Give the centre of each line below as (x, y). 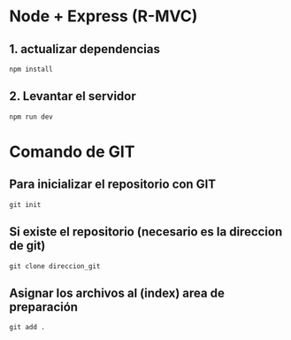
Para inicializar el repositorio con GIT (113, 185)
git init (25, 205)
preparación (43, 307)
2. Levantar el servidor (73, 96)
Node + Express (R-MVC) (103, 16)
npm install (31, 69)
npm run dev (31, 117)
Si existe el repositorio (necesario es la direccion (146, 232)
